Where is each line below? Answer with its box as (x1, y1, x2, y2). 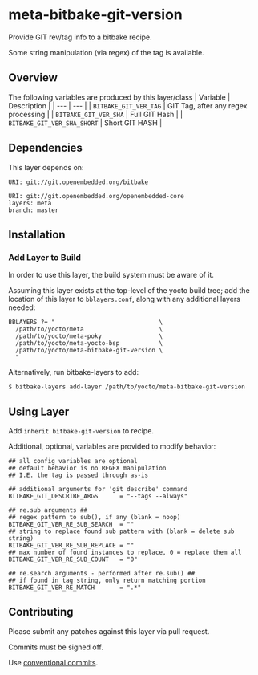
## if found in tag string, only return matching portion (8, 576, 206, 585)
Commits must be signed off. (8, 642, 104, 652)
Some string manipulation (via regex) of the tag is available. (8, 47, 204, 57)
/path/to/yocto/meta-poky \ (15, 332, 163, 340)
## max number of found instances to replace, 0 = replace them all (8, 548, 242, 557)
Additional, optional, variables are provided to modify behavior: (8, 441, 216, 451)
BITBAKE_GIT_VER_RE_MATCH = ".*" (8, 584, 142, 592)
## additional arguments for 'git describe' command (8, 486, 188, 494)
